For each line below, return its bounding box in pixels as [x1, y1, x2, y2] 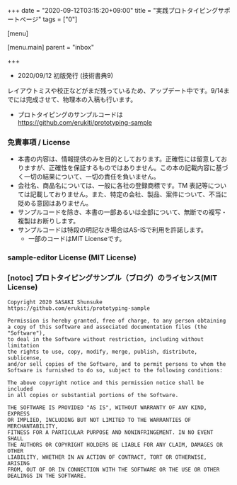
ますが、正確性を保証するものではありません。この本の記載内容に [23, 164, 216, 172]
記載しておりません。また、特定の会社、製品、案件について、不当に [30, 190, 228, 199]
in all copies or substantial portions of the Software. [7, 391, 179, 398]
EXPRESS [7, 410, 30, 417]
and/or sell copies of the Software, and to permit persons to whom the [7, 360, 226, 367]
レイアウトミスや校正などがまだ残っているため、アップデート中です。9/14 [7, 87, 224, 94]
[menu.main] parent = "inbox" [7, 43, 94, 51]
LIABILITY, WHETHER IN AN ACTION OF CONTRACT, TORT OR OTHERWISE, [7, 453, 207, 461]
